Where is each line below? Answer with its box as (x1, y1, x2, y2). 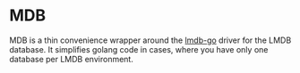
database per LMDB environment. (9, 53, 134, 64)
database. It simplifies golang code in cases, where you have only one (9, 44, 269, 54)
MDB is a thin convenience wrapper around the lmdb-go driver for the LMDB (9, 35, 292, 45)
